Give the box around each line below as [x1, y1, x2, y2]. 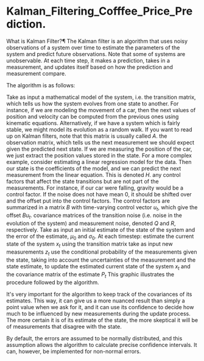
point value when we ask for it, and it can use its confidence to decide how [6, 303, 194, 310]
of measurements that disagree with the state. [6, 323, 122, 330]
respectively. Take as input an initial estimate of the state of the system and [6, 226, 195, 233]
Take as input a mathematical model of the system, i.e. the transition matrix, [6, 93, 196, 101]
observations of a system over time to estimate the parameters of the [6, 44, 180, 51]
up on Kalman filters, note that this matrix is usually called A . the [6, 132, 167, 140]
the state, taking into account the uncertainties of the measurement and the [6, 256, 196, 263]
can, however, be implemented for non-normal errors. [6, 348, 141, 355]
